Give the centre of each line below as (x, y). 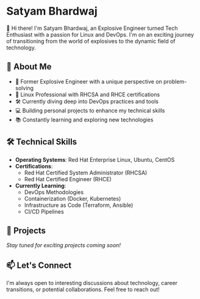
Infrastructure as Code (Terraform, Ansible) (79, 205)
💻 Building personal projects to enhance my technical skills (90, 110)
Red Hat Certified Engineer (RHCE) (68, 179)
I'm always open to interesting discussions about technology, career (92, 283)
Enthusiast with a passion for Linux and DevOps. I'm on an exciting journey (100, 34)
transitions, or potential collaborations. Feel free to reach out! (83, 290)
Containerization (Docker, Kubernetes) (73, 198)
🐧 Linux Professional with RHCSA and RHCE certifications (87, 94)
